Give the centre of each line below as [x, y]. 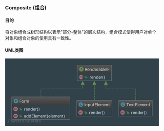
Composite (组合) [26, 7]
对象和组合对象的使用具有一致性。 [39, 38]
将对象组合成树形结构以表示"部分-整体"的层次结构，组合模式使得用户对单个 [81, 32]
